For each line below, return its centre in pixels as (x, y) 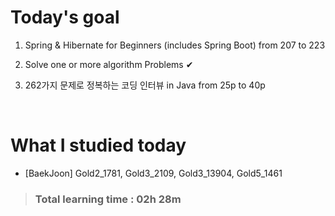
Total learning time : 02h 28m (108, 199)
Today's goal (65, 17)
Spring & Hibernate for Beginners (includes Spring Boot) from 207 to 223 (175, 45)
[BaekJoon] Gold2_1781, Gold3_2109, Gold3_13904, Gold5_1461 (153, 173)
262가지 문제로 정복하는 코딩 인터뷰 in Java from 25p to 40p (145, 85)
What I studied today (98, 145)
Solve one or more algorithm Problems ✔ (109, 64)
